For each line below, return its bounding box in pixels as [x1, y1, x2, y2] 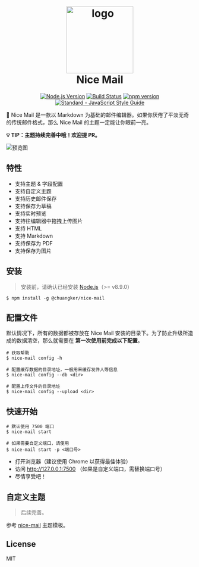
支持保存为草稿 [14, 202, 52, 210]
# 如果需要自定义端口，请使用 [6, 441, 70, 447]
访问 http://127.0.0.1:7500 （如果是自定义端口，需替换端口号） [14, 465, 166, 473]
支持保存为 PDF [14, 239, 53, 247]
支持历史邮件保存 [14, 195, 57, 202]
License [6, 539, 36, 549]
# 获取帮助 [6, 350, 30, 356]
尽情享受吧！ [14, 473, 46, 480]
